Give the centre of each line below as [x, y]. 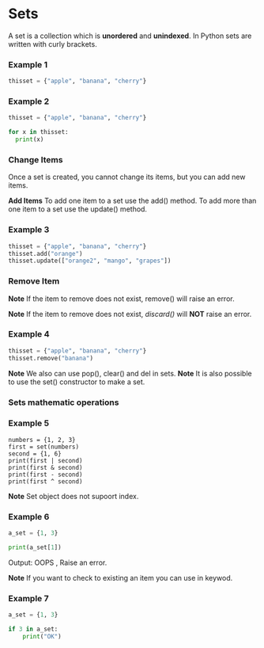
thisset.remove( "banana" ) [51, 358]
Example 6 [29, 516]
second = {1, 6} [35, 454]
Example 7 [28, 598]
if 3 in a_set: [33, 629]
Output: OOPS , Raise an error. [58, 562]
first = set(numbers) [44, 447]
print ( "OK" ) [42, 636]
